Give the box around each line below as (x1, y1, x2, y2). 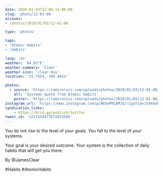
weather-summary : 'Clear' (5, 65, 57, 70)
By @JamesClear (5, 157, 40, 163)
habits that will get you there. (5, 148, 63, 154)
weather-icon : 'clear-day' (5, 70, 60, 74)
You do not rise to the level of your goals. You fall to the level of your (5, 128, 142, 134)
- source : (9, 88, 29, 92)
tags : (5, 38, 16, 43)
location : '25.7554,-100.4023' (5, 74, 68, 79)
